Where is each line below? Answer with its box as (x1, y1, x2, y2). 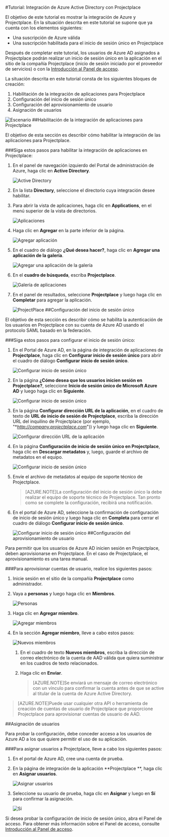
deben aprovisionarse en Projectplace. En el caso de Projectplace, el (5, 551, 148, 556)
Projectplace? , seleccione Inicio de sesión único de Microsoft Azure (12, 383, 157, 388)
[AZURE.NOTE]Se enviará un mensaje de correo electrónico (32, 680, 157, 686)
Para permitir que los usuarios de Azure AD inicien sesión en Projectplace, (5, 545, 160, 551)
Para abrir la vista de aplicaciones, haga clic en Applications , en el (12, 202, 152, 208)
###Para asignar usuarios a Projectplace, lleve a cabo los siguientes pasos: (5, 746, 162, 752)
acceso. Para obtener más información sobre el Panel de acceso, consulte (5, 821, 160, 826)
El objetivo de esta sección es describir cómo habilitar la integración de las (5, 132, 161, 138)
